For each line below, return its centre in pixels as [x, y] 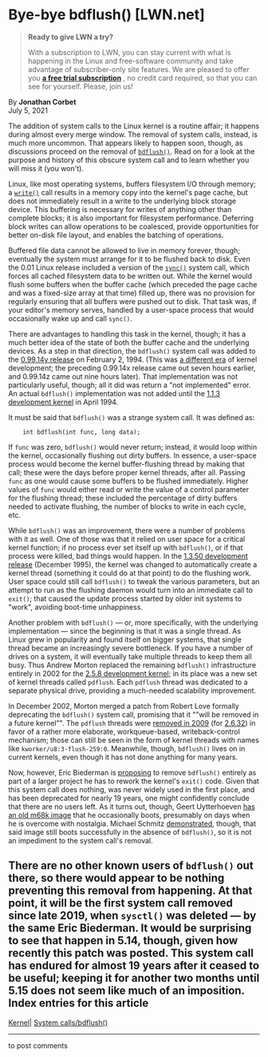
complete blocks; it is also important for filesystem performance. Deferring [131, 218]
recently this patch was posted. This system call [131, 953]
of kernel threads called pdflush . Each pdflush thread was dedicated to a [128, 682]
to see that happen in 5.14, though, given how [123, 941]
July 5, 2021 [28, 110]
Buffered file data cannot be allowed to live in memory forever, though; [124, 250]
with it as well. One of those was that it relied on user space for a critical [127, 539]
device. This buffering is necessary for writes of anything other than [120, 209]
